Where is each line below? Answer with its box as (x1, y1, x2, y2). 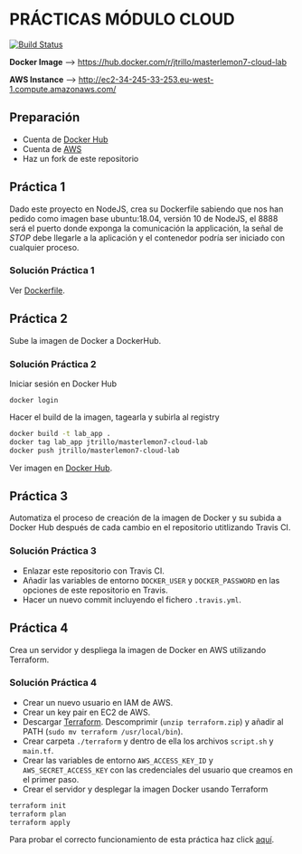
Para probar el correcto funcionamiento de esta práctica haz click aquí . (9, 834, 275, 845)
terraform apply (9, 818, 71, 827)
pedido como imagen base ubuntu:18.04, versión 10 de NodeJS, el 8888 (9, 213, 278, 223)
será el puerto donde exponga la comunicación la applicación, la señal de (9, 223, 284, 233)
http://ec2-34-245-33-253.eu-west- (78, 73, 214, 85)
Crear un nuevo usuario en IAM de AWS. (22, 697, 174, 707)
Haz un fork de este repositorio (22, 153, 139, 164)
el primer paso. (22, 773, 80, 784)
